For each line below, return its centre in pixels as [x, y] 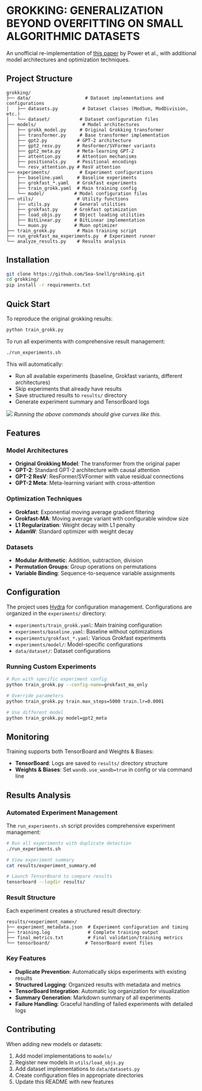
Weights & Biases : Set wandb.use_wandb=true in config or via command [103, 770]
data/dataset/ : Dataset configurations [63, 650]
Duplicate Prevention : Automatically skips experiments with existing [101, 971]
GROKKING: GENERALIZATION [85, 11]
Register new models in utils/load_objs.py [69, 1062]
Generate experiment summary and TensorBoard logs [82, 402]
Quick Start [28, 304]
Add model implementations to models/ [64, 1056]
